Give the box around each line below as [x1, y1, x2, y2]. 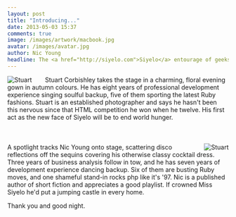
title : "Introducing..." [7, 17, 80, 24]
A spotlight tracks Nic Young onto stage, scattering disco [7, 142, 173, 151]
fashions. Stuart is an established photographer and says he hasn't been [7, 98, 218, 106]
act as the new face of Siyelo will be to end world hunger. [7, 113, 173, 121]
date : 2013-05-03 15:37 [7, 23, 77, 30]
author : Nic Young [7, 50, 61, 57]
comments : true [7, 30, 52, 37]
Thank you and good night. [7, 201, 86, 210]
